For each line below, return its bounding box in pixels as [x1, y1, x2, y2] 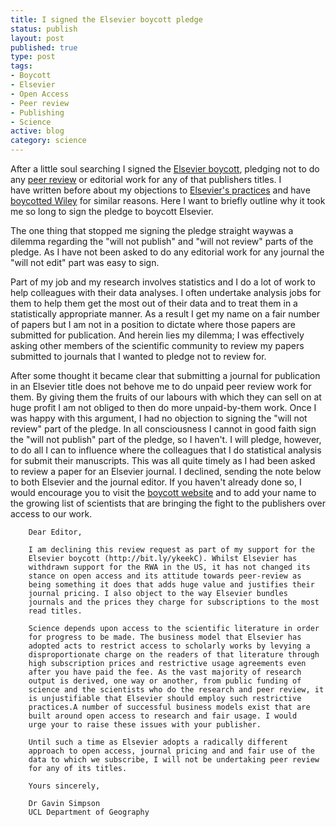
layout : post [10, 33, 65, 43]
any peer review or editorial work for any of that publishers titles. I [10, 174, 282, 185]
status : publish [10, 24, 78, 34]
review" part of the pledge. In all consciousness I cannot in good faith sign [10, 423, 317, 435]
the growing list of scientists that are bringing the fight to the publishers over [10, 497, 326, 509]
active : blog [10, 126, 65, 136]
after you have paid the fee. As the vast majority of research [28, 667, 302, 677]
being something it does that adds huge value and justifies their [28, 580, 315, 590]
